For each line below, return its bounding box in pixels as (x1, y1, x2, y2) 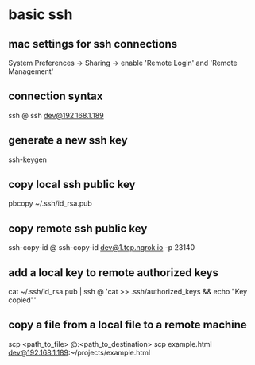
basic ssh (8, 6, 73, 24)
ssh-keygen (8, 155, 48, 164)
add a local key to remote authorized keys (8, 266, 219, 279)
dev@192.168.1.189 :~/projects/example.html (8, 348, 151, 357)
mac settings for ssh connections (8, 37, 178, 51)
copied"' (8, 295, 37, 305)
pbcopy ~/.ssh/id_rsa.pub (8, 198, 93, 208)
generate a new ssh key (8, 133, 129, 148)
